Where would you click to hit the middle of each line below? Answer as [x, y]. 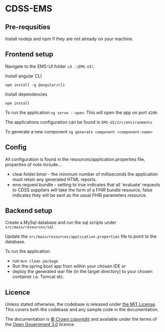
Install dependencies [26, 94]
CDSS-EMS [29, 9]
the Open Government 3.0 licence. [40, 325]
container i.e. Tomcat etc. [38, 277]
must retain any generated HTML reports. [55, 179]
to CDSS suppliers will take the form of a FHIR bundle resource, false [82, 190]
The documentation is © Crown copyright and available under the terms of [81, 319]
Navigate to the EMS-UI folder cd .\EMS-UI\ [50, 66]
